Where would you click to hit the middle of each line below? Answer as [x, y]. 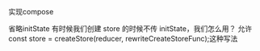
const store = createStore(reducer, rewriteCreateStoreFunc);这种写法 [123, 39]
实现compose [31, 12]
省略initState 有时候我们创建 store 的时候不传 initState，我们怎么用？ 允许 [130, 29]
